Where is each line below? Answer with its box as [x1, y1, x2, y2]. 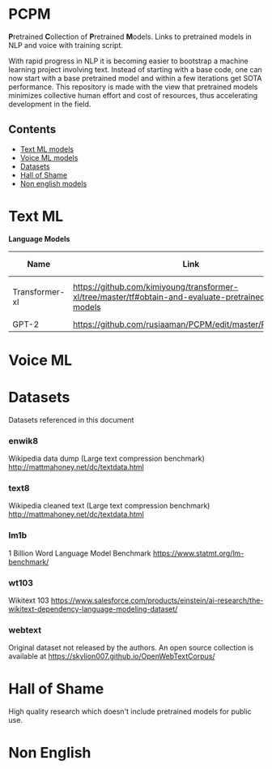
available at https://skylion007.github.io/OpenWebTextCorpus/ [8, 651, 215, 661]
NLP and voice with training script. [8, 40, 124, 49]
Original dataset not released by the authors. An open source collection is [8, 642, 254, 653]
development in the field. [8, 99, 91, 109]
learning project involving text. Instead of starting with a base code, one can [8, 64, 263, 74]
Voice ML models [19, 153, 79, 162]
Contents [8, 122, 57, 136]
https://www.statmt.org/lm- [152, 548, 244, 558]
